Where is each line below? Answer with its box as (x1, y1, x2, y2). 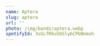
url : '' (5, 20, 25, 26)
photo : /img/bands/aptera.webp (5, 25, 84, 32)
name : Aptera (5, 8, 38, 15)
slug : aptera (5, 14, 38, 20)
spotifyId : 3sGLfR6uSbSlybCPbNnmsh (5, 31, 95, 37)
